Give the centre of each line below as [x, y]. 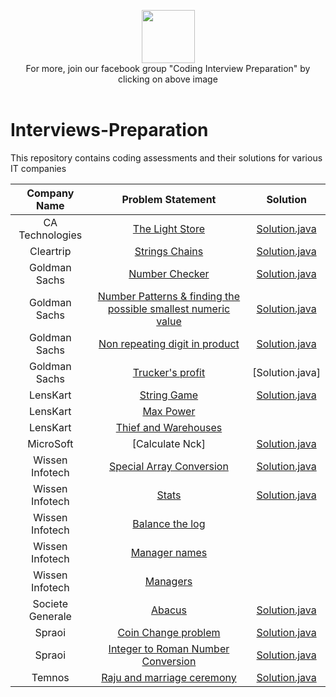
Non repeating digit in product [169, 343]
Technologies [50, 235]
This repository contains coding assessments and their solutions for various [166, 157]
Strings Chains [169, 251]
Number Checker [169, 273]
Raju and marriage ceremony [169, 677]
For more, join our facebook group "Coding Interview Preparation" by [168, 68]
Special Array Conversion [169, 466]
